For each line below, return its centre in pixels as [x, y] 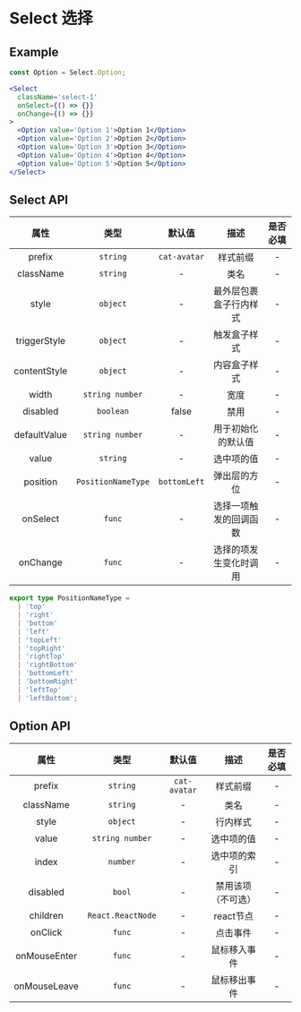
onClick [46, 932]
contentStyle [41, 371]
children [47, 915]
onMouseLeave [46, 986]
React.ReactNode [122, 915]
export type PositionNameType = [69, 598]
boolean [113, 412]
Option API [40, 726]
